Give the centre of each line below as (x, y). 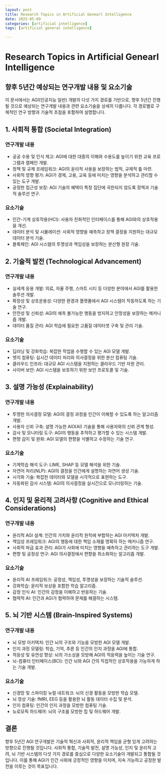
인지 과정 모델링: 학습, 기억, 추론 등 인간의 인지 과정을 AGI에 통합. (75, 648)
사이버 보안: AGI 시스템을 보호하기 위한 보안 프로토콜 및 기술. (71, 370)
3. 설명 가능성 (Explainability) (49, 387)
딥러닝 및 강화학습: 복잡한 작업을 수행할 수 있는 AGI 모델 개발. (71, 351)
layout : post (19, 10)
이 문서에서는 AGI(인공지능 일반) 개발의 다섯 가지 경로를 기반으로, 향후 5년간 (78, 100)
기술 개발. (27, 667)
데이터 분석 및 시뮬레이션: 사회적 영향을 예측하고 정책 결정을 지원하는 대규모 (85, 232)
